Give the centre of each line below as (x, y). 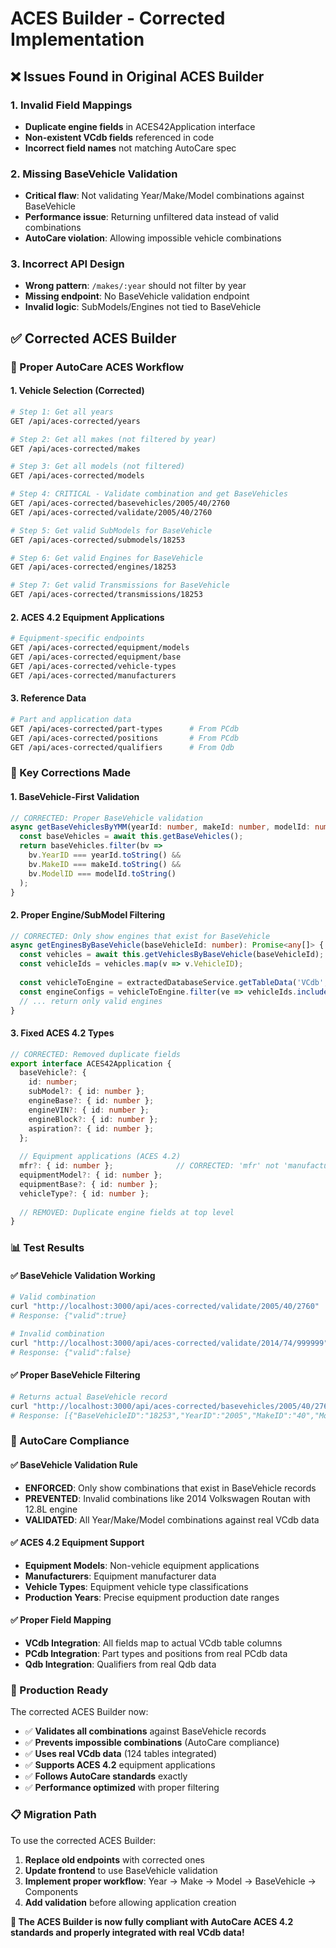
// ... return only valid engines (91, 1001)
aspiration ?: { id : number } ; (91, 1128)
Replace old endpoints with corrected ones (114, 1859)
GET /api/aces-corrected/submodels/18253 (98, 540)
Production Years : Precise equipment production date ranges (152, 1597)
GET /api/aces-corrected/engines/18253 (93, 567)
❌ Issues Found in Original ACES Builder (137, 76)
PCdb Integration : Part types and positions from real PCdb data (156, 1654)
